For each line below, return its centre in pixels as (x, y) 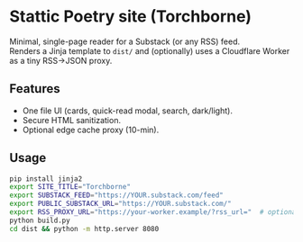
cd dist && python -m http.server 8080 (84, 229)
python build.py (40, 220)
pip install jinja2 (46, 179)
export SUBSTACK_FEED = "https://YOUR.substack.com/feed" (116, 195)
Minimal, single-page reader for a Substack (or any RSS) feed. (125, 41)
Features (35, 89)
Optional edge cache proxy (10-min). (91, 130)
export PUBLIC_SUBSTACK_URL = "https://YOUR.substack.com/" (120, 204)
